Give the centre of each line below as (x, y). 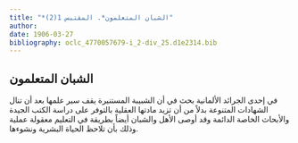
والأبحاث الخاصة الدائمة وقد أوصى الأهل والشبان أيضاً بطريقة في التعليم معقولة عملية (149, 119)
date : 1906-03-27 (41, 34)
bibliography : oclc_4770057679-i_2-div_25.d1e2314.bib (113, 42)
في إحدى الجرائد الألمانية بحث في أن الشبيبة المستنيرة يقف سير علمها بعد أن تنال (144, 100)
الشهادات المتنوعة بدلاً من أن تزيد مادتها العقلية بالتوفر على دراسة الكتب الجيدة (139, 110)
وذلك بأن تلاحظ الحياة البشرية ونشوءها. (74, 129)
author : (24, 26)
